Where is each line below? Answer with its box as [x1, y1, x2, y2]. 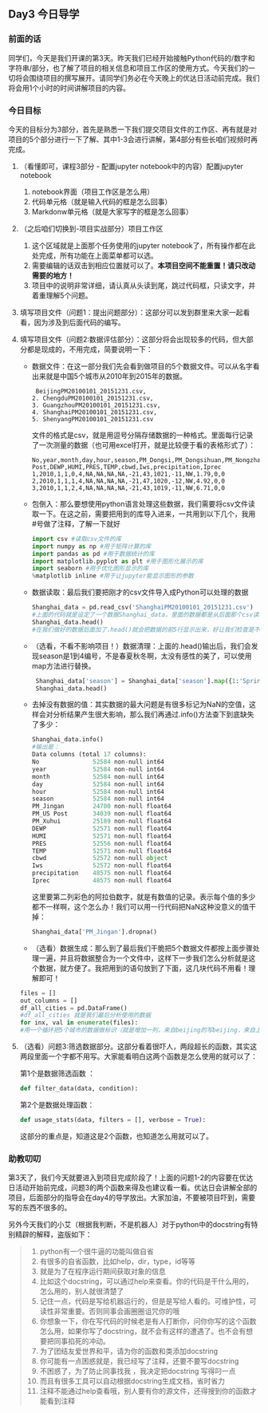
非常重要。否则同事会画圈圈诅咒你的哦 [53, 1307, 180, 1316]
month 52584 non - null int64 [31, 772, 165, 780]
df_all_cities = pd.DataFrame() [19, 1004, 128, 1012]
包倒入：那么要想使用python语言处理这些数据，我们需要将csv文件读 [31, 499, 255, 508]
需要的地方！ [31, 270, 74, 280]
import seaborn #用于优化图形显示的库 [31, 565, 149, 573]
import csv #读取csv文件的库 [31, 535, 122, 543]
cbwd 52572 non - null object [31, 855, 168, 862]
